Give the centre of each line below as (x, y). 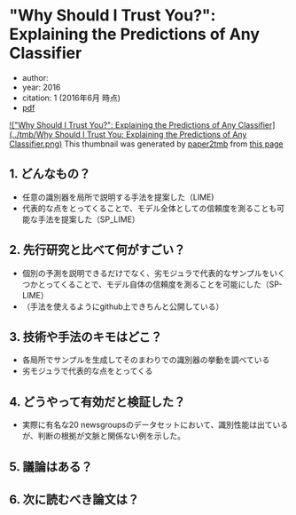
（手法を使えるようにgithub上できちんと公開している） (123, 306)
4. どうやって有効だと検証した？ (97, 402)
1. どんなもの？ (50, 174)
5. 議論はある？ (51, 467)
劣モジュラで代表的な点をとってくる (87, 371)
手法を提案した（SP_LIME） (89, 219)
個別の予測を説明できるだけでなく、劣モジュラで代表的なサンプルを (146, 273)
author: (35, 77)
